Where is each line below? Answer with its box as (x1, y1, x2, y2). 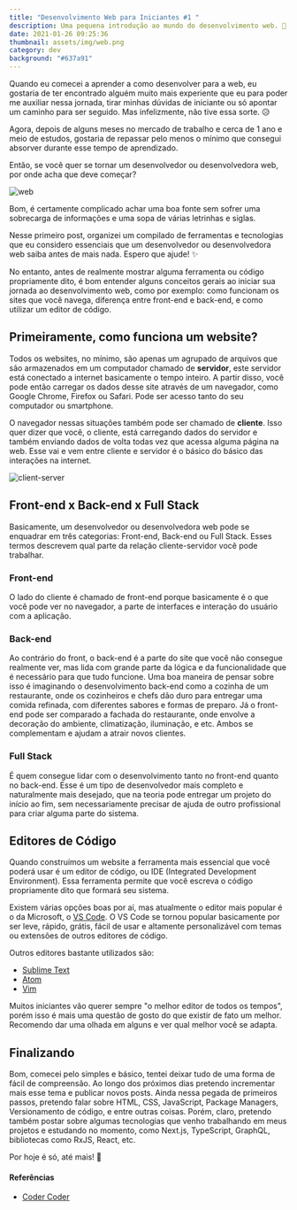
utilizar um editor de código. (9, 304, 112, 314)
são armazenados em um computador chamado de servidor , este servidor (9, 362, 282, 373)
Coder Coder (21, 1191, 70, 1202)
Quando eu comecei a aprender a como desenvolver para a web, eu (9, 79, 257, 89)
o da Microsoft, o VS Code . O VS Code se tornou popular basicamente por (9, 912, 280, 922)
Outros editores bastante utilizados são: (9, 948, 155, 959)
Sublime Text (21, 965, 71, 975)
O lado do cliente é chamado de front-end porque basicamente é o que (9, 591, 269, 602)
